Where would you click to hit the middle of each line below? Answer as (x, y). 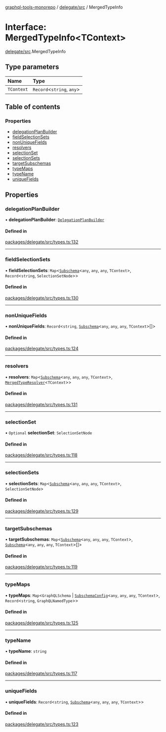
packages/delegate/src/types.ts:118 (41, 455)
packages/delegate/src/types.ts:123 (42, 724)
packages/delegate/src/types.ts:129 (42, 511)
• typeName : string (26, 651)
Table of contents (33, 107)
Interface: (26, 27)
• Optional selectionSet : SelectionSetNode (49, 433)
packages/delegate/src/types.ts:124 (42, 348)
